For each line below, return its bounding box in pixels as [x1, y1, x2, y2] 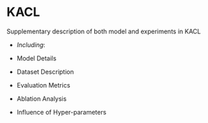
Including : [16, 40, 46, 49]
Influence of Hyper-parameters [16, 108, 107, 116]
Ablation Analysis [16, 95, 67, 103]
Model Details [16, 54, 57, 63]
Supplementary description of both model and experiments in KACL [6, 27, 201, 35]
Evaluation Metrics [16, 81, 70, 89]
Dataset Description [16, 67, 75, 76]
